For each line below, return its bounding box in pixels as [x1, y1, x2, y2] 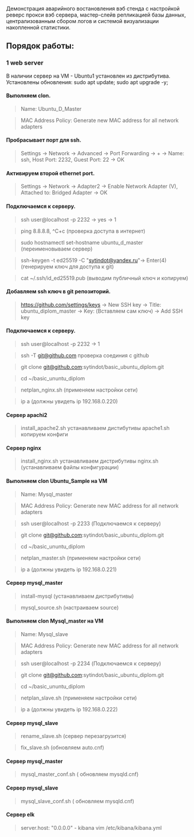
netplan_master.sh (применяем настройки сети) [20, 554, 141, 562]
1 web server [6, 59, 44, 67]
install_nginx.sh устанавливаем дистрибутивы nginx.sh [20, 457, 159, 464]
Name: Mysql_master [20, 490, 73, 498]
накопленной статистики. [6, 24, 71, 31]
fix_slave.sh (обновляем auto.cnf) [20, 744, 105, 751]
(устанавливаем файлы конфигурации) [20, 464, 119, 471]
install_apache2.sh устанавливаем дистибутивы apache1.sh [20, 425, 170, 432]
